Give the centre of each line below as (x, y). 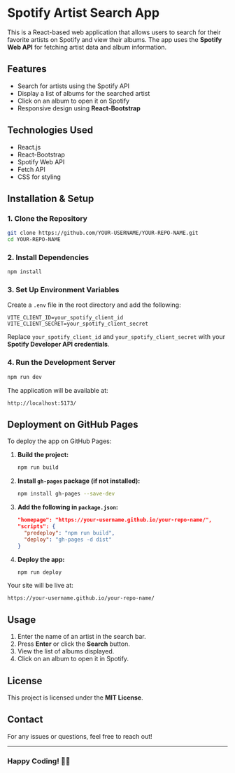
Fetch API (31, 169)
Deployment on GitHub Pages (73, 425)
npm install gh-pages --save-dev (66, 494)
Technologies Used (50, 130)
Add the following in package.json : (68, 507)
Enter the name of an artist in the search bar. (81, 637)
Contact (25, 720)
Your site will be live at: (40, 586)
